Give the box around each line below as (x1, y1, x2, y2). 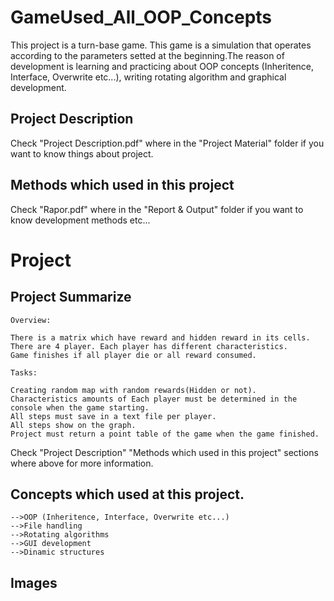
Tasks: (10, 367, 38, 378)
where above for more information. (10, 457, 154, 469)
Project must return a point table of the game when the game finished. (10, 429, 320, 439)
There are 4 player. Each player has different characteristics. (10, 341, 288, 351)
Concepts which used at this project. (10, 486, 245, 503)
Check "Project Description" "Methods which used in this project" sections (10, 446, 319, 458)
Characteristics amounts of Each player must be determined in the (10, 394, 298, 404)
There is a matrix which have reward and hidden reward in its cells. (10, 332, 311, 343)
